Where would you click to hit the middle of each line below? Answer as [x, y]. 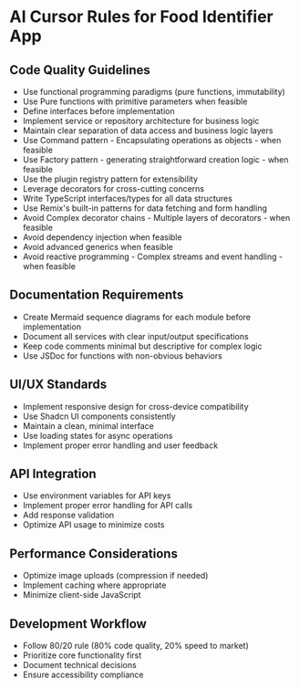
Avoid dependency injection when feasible [102, 237]
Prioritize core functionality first [82, 655]
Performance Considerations [93, 553]
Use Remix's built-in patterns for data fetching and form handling [144, 208]
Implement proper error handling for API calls [108, 506]
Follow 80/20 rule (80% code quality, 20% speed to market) [135, 646]
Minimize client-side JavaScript [82, 595]
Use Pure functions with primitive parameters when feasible [135, 101]
